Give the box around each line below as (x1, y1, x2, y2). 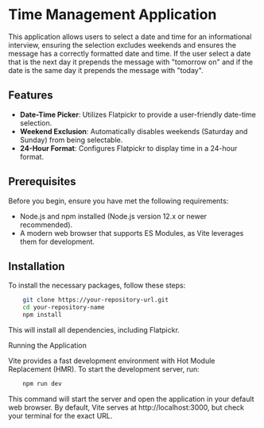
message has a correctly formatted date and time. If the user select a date (8, 48, 251, 58)
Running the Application (8, 341, 87, 350)
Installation (8, 260, 65, 273)
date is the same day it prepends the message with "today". (8, 65, 204, 75)
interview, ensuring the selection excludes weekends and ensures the (8, 40, 237, 49)
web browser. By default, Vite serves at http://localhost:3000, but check (8, 403, 245, 412)
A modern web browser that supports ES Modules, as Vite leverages (19, 228, 244, 237)
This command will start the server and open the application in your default (8, 394, 254, 403)
